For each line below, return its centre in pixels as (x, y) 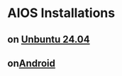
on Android (31, 63)
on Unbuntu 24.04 (49, 39)
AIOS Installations (61, 13)
